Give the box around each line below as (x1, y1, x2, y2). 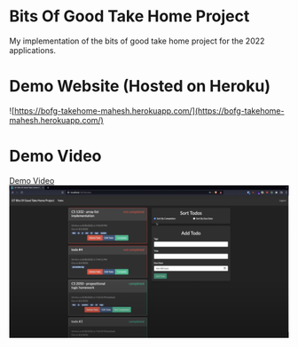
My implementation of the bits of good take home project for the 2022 (9, 35, 265, 46)
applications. (9, 44, 56, 55)
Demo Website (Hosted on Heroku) (9, 76, 271, 97)
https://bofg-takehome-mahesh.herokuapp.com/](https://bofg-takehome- (14, 105, 285, 116)
